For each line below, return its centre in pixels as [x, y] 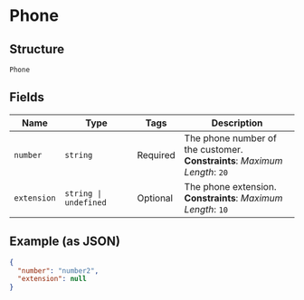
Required [157, 155]
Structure [37, 49]
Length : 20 [206, 172]
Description [237, 123]
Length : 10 [206, 209]
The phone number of [231, 138]
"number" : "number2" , [58, 271]
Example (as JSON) [65, 242]
